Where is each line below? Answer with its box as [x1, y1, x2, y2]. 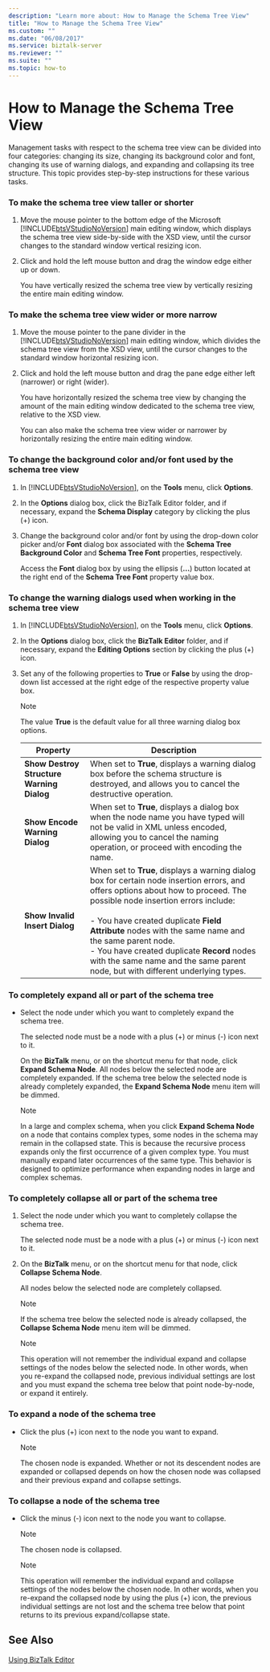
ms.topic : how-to [8, 64, 67, 72]
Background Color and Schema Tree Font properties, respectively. [19, 548, 243, 558]
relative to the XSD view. [19, 410, 101, 419]
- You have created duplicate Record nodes [89, 945, 256, 956]
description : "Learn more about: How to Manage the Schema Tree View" [8, 11, 250, 20]
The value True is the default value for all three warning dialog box [19, 717, 241, 727]
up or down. [19, 265, 60, 274]
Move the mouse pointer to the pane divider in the [19, 327, 186, 337]
